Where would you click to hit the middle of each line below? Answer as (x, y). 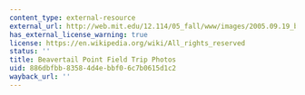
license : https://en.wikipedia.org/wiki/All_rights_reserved (128, 43)
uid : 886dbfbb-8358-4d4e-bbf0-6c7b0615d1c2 (93, 69)
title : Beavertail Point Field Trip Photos (93, 60)
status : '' (30, 52)
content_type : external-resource (73, 18)
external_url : (36, 26)
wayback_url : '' (40, 77)
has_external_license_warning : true (79, 34)
